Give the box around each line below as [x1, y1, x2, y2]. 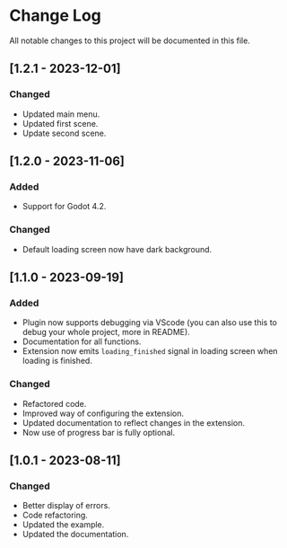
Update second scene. [22, 128, 107, 138]
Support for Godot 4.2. [22, 201, 107, 212]
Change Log [9, 5, 101, 26]
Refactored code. [22, 398, 87, 409]
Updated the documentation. [22, 529, 129, 540]
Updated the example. [22, 519, 105, 530]
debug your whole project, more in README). [22, 327, 190, 338]
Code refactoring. [22, 509, 88, 521]
